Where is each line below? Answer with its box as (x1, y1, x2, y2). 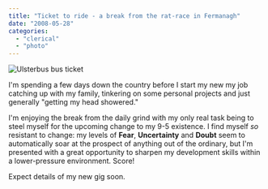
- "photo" (15, 42, 49, 50)
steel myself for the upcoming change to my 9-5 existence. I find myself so (8, 122, 259, 131)
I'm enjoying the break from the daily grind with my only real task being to (8, 113, 254, 122)
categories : (8, 27, 49, 35)
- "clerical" (15, 34, 60, 43)
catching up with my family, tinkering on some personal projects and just (8, 88, 251, 98)
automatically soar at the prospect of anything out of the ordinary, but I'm (8, 139, 253, 148)
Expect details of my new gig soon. (8, 172, 125, 182)
